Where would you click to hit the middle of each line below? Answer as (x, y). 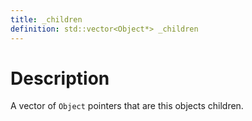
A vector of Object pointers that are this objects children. (127, 106)
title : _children (46, 19)
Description (60, 78)
